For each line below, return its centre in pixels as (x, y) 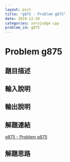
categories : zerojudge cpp (32, 23)
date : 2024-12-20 (22, 18)
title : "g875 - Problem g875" (35, 14)
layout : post (18, 9)
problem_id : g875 (22, 28)
